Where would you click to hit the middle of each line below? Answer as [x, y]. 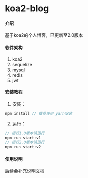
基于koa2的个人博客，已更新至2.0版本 [44, 35]
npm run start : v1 [23, 138]
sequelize [22, 64]
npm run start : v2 [23, 147]
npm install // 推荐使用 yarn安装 [39, 113]
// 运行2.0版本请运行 [25, 142]
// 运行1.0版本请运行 [25, 133]
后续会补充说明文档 [25, 171]
